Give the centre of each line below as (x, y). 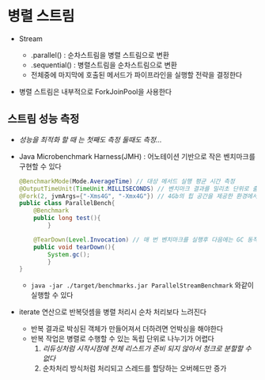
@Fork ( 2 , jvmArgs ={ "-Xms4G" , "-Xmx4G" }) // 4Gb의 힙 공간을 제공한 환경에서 (138, 196)
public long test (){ (67, 218)
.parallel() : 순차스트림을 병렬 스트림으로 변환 (100, 55)
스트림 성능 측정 (44, 119)
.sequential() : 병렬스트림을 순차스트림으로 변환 (104, 65)
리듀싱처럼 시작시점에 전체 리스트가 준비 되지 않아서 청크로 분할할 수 (147, 348)
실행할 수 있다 (52, 295)
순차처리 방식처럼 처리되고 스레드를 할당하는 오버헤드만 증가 (134, 368)
